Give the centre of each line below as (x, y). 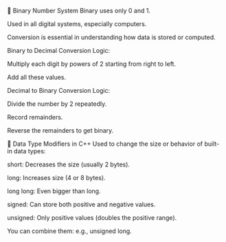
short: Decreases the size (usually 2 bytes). (69, 164)
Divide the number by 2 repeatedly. (57, 104)
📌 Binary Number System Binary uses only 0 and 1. (79, 11)
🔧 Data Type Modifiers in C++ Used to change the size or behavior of (105, 144)
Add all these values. (37, 77)
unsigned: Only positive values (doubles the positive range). (92, 218)
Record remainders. (35, 117)
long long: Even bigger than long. (54, 191)
